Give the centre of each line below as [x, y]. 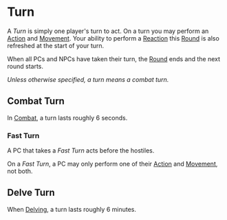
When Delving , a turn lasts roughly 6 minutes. [72, 209]
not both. [20, 171]
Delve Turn [31, 193]
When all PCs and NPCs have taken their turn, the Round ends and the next [114, 58]
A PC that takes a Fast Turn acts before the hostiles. [81, 151]
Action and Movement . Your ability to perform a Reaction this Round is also [113, 38]
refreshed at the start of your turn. [56, 45]
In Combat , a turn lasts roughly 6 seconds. [67, 118]
